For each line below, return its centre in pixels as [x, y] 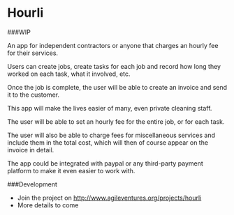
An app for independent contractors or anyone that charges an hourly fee [113, 45]
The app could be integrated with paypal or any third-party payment [105, 163]
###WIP [19, 32]
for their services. [32, 53]
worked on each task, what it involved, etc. [69, 74]
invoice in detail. [31, 150]
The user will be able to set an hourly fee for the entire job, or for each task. [116, 121]
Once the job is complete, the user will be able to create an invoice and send [117, 87]
